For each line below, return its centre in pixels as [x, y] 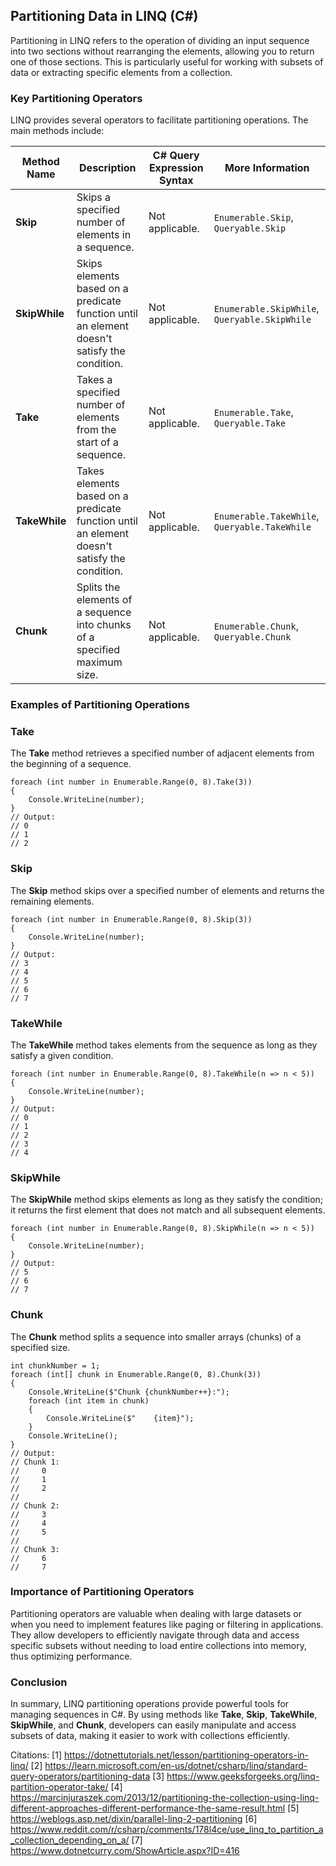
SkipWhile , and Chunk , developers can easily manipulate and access [153, 1725]
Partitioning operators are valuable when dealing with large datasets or [156, 1613]
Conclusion [39, 1682]
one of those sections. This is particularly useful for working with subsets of [167, 61]
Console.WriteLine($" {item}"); [120, 1418]
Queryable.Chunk [252, 637]
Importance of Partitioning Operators [102, 1592]
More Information [267, 168]
